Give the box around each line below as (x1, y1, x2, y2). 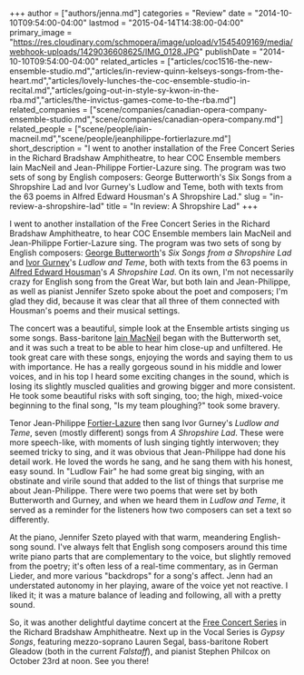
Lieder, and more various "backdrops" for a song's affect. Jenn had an (9, 571, 274, 581)
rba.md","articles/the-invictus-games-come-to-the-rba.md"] (9, 94, 237, 105)
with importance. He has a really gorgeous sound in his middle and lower (9, 362, 282, 372)
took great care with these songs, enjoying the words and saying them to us (9, 352, 293, 362)
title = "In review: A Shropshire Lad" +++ (105, 201, 259, 212)
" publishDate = (199, 46, 258, 57)
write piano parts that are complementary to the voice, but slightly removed (9, 551, 291, 561)
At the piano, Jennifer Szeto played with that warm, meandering (9, 531, 248, 542)
